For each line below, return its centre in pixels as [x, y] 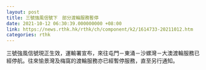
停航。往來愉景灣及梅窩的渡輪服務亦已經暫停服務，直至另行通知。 [95, 61]
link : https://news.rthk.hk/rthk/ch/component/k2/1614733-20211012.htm [100, 29]
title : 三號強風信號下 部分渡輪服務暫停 [53, 18]
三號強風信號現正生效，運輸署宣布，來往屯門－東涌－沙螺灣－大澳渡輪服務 [100, 53]
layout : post [23, 12]
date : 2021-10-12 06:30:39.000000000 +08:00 [64, 23]
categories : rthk [29, 35]
